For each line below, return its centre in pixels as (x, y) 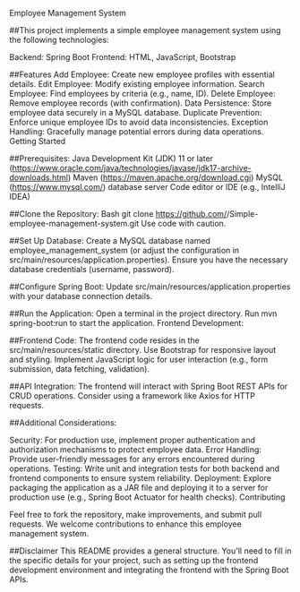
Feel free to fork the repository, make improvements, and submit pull (136, 515)
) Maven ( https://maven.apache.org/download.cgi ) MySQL (176, 177)
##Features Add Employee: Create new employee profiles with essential (142, 74)
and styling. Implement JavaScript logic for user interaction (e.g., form (139, 359)
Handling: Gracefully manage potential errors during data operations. (137, 132)
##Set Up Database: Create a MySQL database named (110, 240)
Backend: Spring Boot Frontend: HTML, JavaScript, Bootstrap (123, 57)
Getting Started (38, 141)
